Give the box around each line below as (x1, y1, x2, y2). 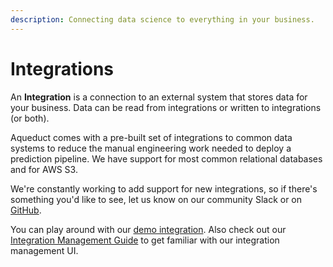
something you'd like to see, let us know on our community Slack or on (10, 193, 303, 205)
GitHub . (10, 204, 42, 216)
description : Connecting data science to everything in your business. (10, 14, 315, 25)
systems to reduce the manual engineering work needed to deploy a (10, 142, 292, 154)
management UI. (10, 244, 79, 256)
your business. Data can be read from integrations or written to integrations (10, 101, 322, 113)
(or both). (10, 112, 50, 124)
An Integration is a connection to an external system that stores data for (10, 91, 308, 103)
